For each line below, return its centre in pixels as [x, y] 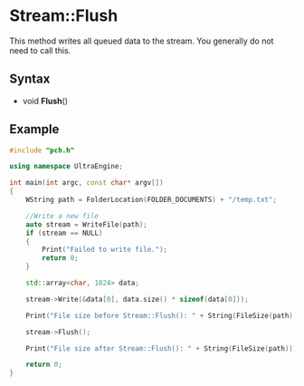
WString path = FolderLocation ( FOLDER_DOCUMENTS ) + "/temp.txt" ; [152, 200]
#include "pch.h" [42, 150]
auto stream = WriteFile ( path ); [86, 224]
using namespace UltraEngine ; [66, 167]
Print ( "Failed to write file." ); [105, 250]
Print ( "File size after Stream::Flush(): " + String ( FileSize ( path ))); [163, 348]
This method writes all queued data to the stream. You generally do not [142, 41]
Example [34, 129]
